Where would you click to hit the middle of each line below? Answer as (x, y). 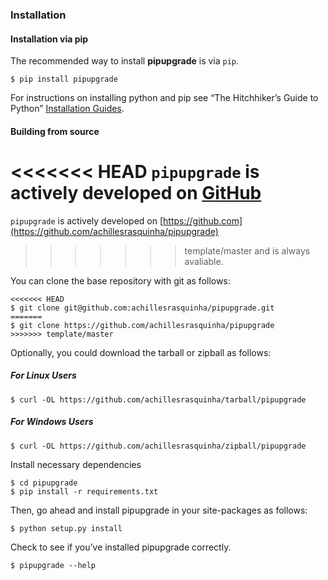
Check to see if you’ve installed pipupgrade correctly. (121, 547)
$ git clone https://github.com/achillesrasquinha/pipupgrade (142, 325)
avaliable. (204, 261)
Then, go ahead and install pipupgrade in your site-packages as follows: (159, 510)
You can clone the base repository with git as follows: (120, 280)
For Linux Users (43, 375)
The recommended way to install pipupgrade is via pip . (125, 61)
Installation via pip (49, 39)
